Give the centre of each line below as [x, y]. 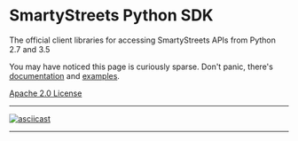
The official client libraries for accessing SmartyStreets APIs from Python [143, 40]
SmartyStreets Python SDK [112, 16]
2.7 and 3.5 [30, 49]
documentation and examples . [64, 75]
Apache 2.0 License [46, 93]
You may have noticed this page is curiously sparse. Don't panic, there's [141, 67]
